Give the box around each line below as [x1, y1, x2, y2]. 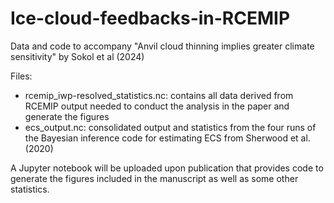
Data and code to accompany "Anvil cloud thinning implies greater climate [10, 40, 315, 52]
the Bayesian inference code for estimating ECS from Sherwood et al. [24, 132, 311, 144]
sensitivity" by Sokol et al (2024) [10, 50, 145, 62]
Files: [10, 70, 33, 82]
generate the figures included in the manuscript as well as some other [10, 172, 299, 184]
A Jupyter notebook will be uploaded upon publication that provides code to [10, 162, 324, 174]
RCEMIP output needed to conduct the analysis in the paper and [24, 100, 290, 112]
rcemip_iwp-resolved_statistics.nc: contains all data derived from [24, 89, 294, 101]
